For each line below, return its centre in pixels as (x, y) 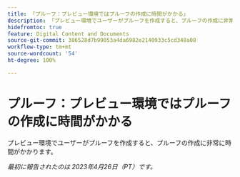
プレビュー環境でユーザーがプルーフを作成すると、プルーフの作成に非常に (116, 142)
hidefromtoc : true (35, 27)
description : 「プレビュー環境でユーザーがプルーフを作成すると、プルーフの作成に (115, 21)
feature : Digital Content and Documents (69, 34)
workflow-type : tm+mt (40, 47)
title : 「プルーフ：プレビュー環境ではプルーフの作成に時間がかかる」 (98, 14)
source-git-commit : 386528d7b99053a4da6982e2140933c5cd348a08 (102, 41)
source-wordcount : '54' (43, 54)
